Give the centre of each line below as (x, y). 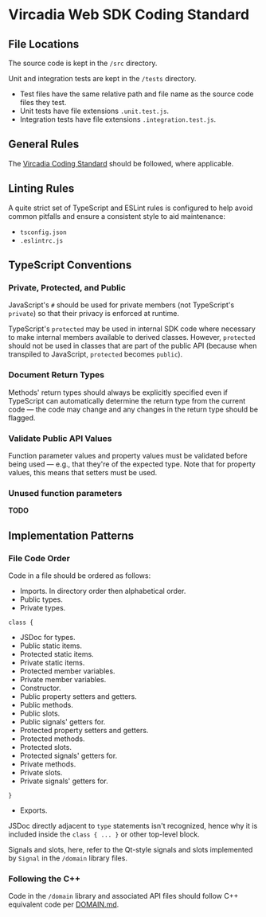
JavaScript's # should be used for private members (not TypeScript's (121, 305)
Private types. (43, 607)
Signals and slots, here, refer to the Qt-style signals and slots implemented (131, 849)
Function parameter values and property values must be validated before (128, 455)
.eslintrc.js (41, 240)
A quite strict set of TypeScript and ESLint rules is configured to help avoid (131, 208)
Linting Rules (41, 189)
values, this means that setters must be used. (83, 472)
